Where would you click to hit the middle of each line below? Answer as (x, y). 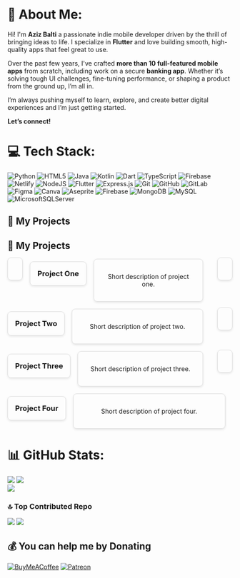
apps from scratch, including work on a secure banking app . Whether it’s (115, 71)
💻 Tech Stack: (51, 152)
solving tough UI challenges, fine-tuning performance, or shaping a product (119, 78)
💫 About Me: (45, 15)
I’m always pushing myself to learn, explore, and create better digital (108, 100)
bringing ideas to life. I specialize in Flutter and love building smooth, (109, 41)
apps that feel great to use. (69, 49)
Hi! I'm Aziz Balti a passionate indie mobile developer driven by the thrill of (117, 34)
